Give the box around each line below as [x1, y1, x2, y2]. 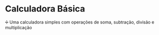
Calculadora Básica [5, 3, 85, 14]
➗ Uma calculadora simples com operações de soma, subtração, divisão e [5, 19, 155, 25]
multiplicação [5, 24, 32, 30]
